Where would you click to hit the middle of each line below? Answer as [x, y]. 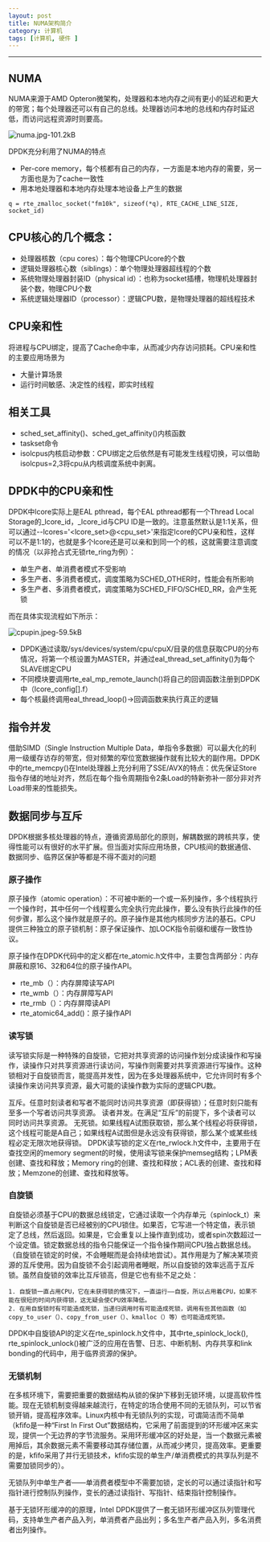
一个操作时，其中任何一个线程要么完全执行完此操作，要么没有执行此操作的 [131, 908]
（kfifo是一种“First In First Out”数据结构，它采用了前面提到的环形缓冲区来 [130, 1425]
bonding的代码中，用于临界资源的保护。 [75, 1353]
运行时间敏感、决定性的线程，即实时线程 [87, 384]
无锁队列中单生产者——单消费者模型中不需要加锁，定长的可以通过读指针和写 [135, 1483]
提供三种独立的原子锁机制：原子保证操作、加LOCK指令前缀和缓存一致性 [127, 929]
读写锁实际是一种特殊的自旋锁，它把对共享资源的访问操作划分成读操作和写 [131, 1055]
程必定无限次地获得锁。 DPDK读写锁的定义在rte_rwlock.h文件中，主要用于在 [135, 1142]
